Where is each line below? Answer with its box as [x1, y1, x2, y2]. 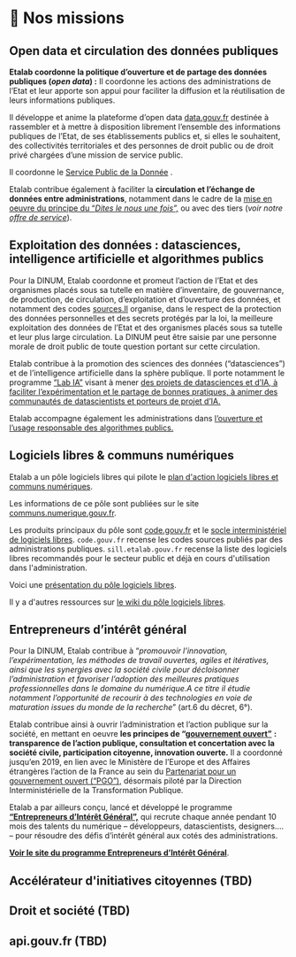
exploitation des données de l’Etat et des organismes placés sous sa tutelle [9, 322, 283, 333]
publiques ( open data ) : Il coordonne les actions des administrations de [9, 76, 271, 87]
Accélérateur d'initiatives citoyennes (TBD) [9, 873, 253, 888]
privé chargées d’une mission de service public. [9, 150, 184, 160]
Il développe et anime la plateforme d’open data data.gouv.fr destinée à [9, 112, 269, 122]
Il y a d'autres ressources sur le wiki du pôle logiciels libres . [9, 597, 226, 607]
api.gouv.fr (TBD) [9, 933, 108, 948]
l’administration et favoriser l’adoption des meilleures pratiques [9, 674, 239, 684]
